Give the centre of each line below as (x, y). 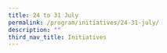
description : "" (34, 30)
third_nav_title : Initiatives (58, 37)
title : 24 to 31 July (44, 15)
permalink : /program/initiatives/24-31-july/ (83, 23)
